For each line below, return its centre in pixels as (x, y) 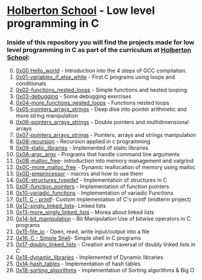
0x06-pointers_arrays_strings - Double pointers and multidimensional (102, 122)
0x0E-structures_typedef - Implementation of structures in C (91, 180)
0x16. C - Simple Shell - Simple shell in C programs (78, 238)
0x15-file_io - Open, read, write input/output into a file (83, 232)
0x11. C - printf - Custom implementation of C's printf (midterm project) (103, 199)
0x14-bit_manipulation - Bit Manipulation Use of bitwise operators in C (103, 219)
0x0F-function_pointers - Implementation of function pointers (92, 187)
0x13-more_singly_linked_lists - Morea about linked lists (85, 212)
